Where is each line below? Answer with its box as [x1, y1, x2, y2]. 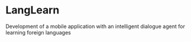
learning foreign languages [5, 29, 72, 36]
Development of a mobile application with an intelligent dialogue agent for [5, 23, 186, 30]
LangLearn [5, 3, 60, 17]
